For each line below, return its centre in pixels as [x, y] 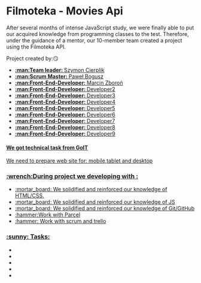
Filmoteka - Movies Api [65, 11]
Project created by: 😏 [32, 58]
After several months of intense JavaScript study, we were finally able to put [100, 28]
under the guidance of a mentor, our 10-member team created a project [94, 40]
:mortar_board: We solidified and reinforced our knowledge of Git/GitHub [105, 209]
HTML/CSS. [30, 195]
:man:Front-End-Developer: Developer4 [65, 102]
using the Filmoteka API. [36, 47]
